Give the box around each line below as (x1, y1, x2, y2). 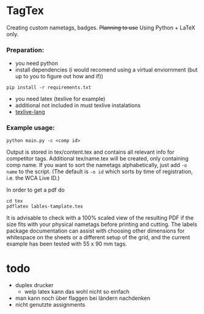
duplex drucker (15, 282, 54, 289)
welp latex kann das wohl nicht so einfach (24, 288, 130, 296)
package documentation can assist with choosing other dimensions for (6, 227, 185, 234)
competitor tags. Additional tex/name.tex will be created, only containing (6, 154, 189, 162)
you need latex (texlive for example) (15, 95, 106, 103)
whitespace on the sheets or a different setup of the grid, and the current (6, 233, 191, 241)
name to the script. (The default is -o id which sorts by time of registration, (6, 168, 193, 175)
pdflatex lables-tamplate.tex (6, 203, 84, 209)
